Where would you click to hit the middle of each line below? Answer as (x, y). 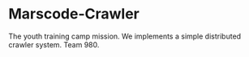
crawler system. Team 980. (54, 44)
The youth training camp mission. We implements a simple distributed (125, 36)
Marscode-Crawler (74, 14)
